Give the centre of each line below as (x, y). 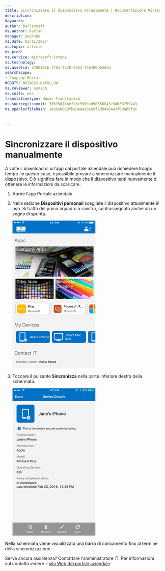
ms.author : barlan (24, 31)
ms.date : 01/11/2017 (26, 42)
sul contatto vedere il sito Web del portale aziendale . (58, 563)
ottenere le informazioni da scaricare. (43, 184)
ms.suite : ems (20, 94)
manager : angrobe (23, 36)
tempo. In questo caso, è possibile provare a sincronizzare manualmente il (80, 174)
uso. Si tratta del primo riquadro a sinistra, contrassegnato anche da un (84, 208)
